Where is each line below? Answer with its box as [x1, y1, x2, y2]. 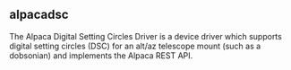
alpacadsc [9, 7, 69, 22]
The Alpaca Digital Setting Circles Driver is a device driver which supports [9, 31, 282, 41]
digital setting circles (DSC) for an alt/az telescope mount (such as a [9, 40, 261, 51]
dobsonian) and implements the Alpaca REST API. [9, 49, 193, 61]
